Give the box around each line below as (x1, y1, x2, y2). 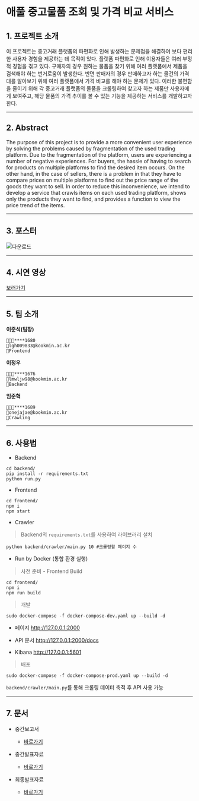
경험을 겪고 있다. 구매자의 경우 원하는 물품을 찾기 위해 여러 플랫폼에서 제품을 (12, 63, 188, 69)
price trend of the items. (6, 201, 65, 208)
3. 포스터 (6, 226, 37, 236)
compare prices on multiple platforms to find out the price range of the (6, 176, 179, 183)
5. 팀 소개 (6, 309, 38, 319)
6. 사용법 (6, 438, 37, 448)
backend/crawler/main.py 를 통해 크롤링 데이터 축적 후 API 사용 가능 (6, 684, 164, 691)
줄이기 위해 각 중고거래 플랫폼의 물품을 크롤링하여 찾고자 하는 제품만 (12, 85, 169, 92)
